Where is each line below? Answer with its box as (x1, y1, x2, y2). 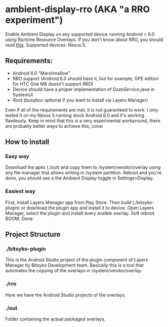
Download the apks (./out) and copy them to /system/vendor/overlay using (5, 164, 161, 170)
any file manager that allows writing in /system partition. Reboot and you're (5, 170, 162, 176)
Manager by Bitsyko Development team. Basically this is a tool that (5, 262, 144, 268)
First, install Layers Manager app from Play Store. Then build (5, 199, 132, 205)
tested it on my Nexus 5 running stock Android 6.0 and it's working (5, 112, 145, 118)
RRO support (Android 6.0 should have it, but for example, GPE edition (12, 75, 159, 82)
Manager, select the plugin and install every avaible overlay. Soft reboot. (5, 210, 156, 216)
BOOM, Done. (5, 215, 34, 222)
